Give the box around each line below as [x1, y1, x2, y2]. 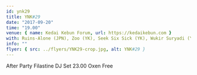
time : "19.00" [6, 24, 41, 31]
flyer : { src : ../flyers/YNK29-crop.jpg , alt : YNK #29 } [6, 47, 145, 52]
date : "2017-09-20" [6, 19, 54, 25]
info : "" [6, 41, 28, 47]
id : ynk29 [6, 8, 30, 15]
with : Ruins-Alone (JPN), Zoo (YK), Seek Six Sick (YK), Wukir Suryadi [6, 35, 185, 41]
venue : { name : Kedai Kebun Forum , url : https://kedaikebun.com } [6, 30, 172, 36]
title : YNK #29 [6, 14, 41, 20]
